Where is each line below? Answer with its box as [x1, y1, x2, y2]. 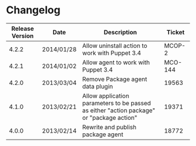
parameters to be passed [82, 99, 151, 107]
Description [104, 28, 137, 36]
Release [11, 24, 34, 33]
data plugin [82, 82, 113, 90]
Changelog [6, 3, 61, 17]
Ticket [166, 28, 185, 36]
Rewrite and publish [82, 123, 137, 131]
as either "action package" [82, 106, 156, 114]
